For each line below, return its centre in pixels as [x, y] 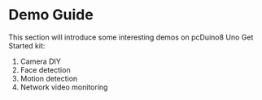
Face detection [45, 69]
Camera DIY [40, 61]
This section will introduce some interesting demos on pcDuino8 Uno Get [131, 37]
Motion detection [49, 78]
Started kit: [27, 45]
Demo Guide [51, 15]
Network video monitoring [64, 87]
